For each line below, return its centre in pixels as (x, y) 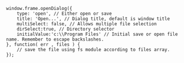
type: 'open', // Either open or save (64, 14)
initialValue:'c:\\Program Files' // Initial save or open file (97, 34)
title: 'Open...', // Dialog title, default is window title (93, 19)
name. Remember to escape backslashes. (55, 39)
